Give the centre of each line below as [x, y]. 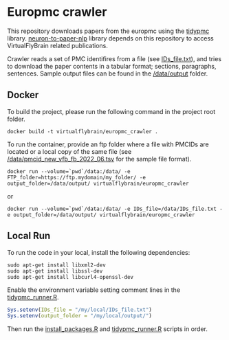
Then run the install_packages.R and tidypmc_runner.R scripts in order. [108, 329]
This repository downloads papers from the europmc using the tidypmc [108, 31]
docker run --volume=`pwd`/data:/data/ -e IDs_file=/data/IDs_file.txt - [115, 209]
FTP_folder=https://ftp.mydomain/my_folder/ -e [77, 177]
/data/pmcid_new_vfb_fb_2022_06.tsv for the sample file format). [99, 159]
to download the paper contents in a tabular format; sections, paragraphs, [112, 66]
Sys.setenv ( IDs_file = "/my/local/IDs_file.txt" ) [80, 310]
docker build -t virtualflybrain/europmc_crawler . [83, 131]
